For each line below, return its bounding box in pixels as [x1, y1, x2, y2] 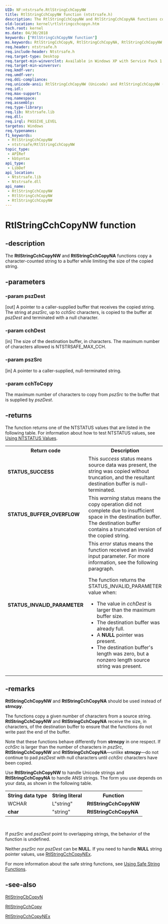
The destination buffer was [96, 618, 160, 625]
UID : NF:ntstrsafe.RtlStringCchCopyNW [5, 7, 86, 12]
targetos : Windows [5, 123, 43, 128]
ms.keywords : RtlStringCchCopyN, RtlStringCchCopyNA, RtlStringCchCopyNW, [5, 40, 164, 45]
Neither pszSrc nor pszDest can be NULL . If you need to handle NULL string [5, 845, 162, 851]
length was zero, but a [96, 650, 149, 657]
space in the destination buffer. [88, 513, 161, 520]
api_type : [5, 160, 26, 165]
